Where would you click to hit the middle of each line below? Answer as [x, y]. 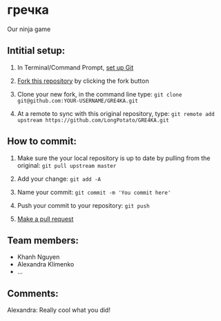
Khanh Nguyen [38, 257]
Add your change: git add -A [59, 179]
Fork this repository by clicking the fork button [83, 81]
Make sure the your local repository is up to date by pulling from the [114, 158]
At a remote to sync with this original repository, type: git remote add [116, 113]
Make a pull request [45, 219]
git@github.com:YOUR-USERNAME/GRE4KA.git [77, 101]
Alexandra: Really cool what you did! [59, 310]
